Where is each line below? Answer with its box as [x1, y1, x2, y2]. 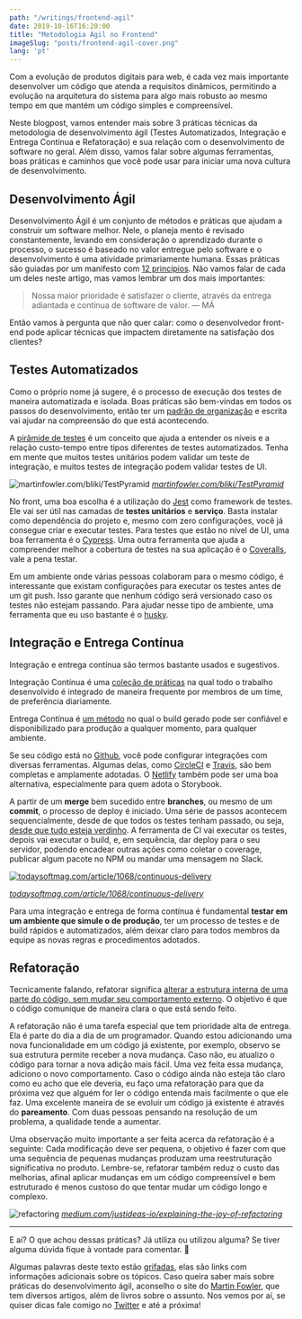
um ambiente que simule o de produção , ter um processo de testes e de [9, 915, 280, 926]
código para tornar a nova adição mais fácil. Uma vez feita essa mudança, [9, 1059, 284, 1070]
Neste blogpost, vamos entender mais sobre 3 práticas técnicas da [9, 118, 258, 129]
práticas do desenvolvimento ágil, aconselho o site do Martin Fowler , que [9, 1280, 280, 1292]
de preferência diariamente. [9, 695, 112, 707]
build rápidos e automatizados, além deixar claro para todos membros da [9, 925, 280, 935]
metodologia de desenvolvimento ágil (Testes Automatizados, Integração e [9, 127, 287, 138]
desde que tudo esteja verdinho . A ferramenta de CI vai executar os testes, [9, 825, 288, 836]
